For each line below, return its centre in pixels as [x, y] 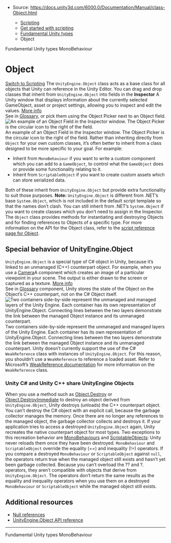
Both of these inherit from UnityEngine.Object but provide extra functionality [85, 190]
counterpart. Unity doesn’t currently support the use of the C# [70, 348]
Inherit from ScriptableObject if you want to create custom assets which [89, 174]
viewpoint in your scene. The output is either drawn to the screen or [77, 278]
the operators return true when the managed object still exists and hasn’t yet [85, 459]
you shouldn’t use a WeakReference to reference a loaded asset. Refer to [80, 359]
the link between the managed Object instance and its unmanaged [75, 343]
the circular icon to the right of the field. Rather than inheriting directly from [84, 138]
